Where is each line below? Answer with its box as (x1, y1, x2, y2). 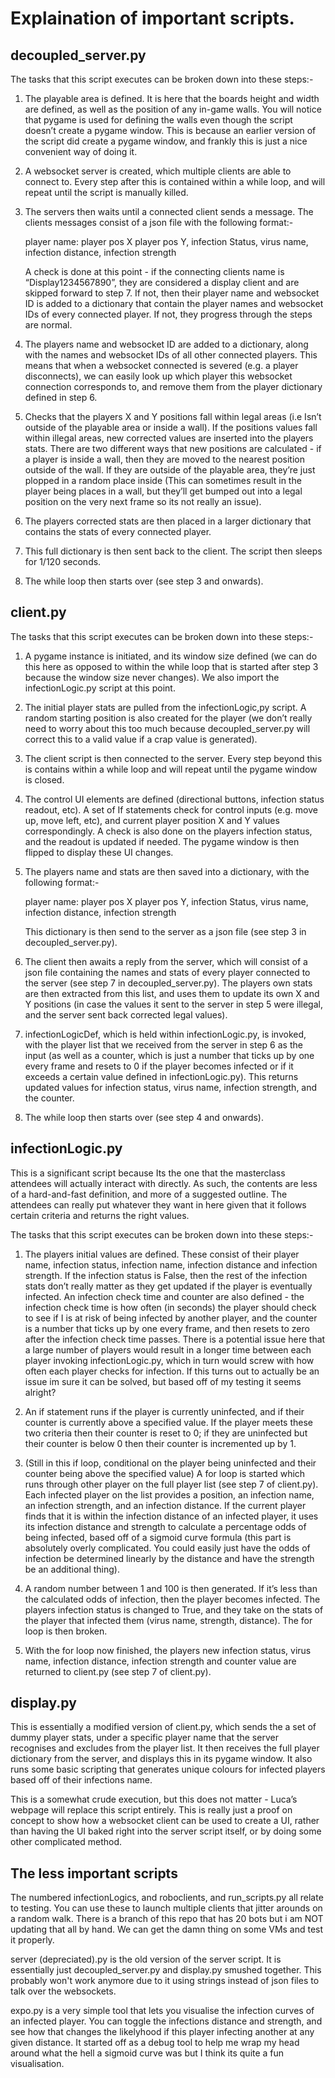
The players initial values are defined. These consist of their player (24, 1248, 300, 1260)
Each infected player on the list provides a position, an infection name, (24, 1488, 315, 1501)
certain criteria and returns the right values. (10, 1209, 190, 1221)
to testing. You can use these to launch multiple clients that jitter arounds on (10, 1902, 323, 1914)
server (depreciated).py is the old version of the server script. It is (10, 1953, 282, 1966)
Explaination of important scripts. (10, 7, 295, 30)
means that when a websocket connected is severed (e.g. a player (24, 360, 299, 371)
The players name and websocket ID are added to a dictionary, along (24, 338, 309, 350)
